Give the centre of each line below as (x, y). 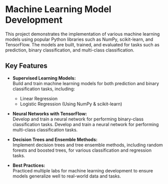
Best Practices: (29, 165)
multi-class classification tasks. (45, 130)
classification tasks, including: (44, 89)
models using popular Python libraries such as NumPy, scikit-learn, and (79, 39)
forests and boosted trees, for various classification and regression (82, 150)
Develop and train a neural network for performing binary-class (78, 119)
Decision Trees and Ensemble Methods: (55, 139)
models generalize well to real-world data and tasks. (67, 176)
